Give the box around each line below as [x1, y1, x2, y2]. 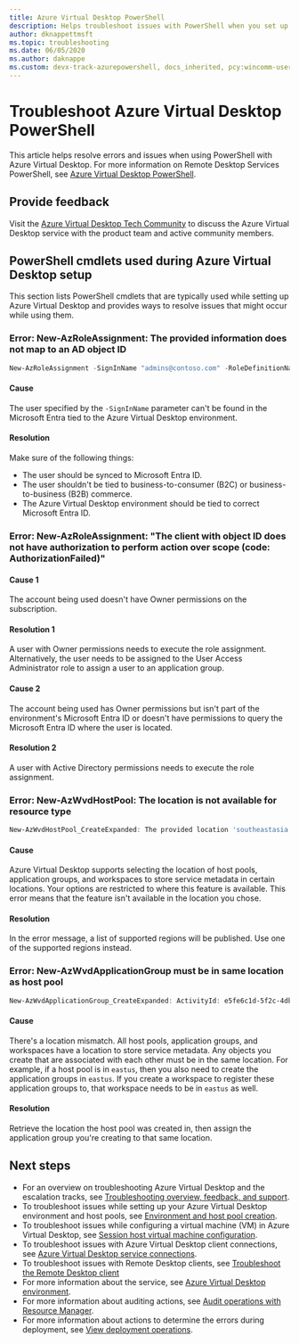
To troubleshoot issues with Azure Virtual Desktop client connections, [21, 1239, 279, 1249]
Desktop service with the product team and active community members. [9, 227, 274, 238]
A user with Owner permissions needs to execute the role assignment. [9, 644, 267, 655]
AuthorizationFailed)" [9, 552, 106, 565]
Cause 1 [9, 574, 39, 585]
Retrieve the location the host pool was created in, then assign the [9, 1123, 252, 1134]
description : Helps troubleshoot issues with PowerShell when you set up [9, 21, 289, 30]
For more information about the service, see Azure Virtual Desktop [21, 1276, 266, 1287]
